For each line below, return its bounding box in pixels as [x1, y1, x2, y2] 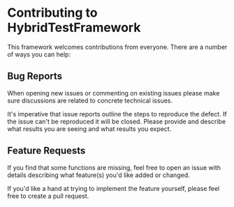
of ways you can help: [7, 50, 71, 59]
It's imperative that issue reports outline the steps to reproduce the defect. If [7, 109, 227, 118]
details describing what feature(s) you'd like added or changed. [7, 171, 190, 179]
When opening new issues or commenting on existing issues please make [7, 89, 220, 97]
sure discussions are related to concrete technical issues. [7, 96, 173, 105]
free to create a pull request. [7, 192, 89, 200]
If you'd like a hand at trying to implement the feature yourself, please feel [7, 184, 220, 192]
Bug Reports [7, 70, 63, 82]
